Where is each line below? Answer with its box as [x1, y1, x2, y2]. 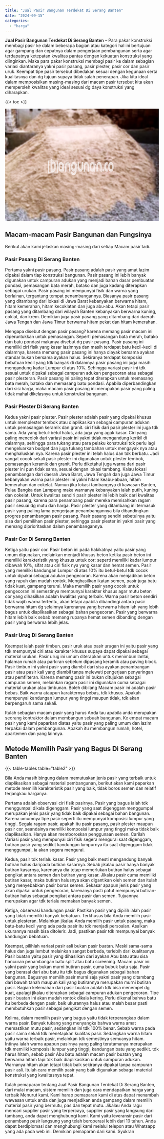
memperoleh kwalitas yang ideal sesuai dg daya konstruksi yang [5, 84, 135, 90]
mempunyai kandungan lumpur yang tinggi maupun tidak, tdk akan [5, 695, 140, 701]
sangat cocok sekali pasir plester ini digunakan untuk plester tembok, [5, 456, 145, 462]
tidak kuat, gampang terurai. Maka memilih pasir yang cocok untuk [5, 583, 139, 589]
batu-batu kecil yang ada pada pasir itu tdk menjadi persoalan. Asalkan [5, 923, 148, 929]
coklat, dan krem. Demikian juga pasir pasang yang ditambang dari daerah [5, 313, 155, 319]
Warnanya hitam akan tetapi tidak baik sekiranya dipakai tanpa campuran [5, 1062, 152, 1068]
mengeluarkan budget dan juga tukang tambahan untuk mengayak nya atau [5, 446, 158, 451]
